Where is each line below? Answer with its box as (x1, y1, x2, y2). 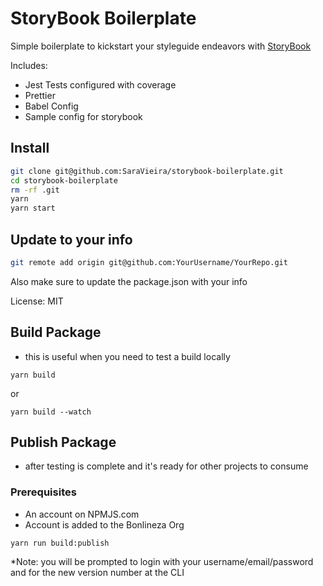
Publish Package (10, 434, 117, 451)
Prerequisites (10, 485, 77, 499)
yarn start (10, 203, 56, 214)
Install (10, 140, 50, 157)
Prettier (24, 89, 56, 101)
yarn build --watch (10, 407, 92, 417)
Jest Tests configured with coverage (24, 78, 177, 91)
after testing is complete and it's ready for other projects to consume (24, 460, 309, 472)
